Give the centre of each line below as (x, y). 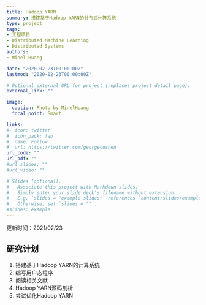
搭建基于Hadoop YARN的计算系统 (57, 265)
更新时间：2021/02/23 (35, 228)
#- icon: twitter (29, 130)
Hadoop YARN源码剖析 (44, 288)
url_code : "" (23, 153)
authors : (17, 52)
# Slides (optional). (34, 181)
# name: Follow (27, 141)
